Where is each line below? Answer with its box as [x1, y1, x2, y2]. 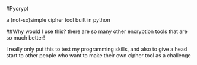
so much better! [6, 34, 45, 41]
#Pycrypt [6, 5, 28, 12]
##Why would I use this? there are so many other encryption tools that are [6, 28, 188, 35]
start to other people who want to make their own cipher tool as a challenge [6, 52, 191, 58]
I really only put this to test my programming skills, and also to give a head [6, 45, 188, 53]
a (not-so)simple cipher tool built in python [6, 17, 111, 23]
